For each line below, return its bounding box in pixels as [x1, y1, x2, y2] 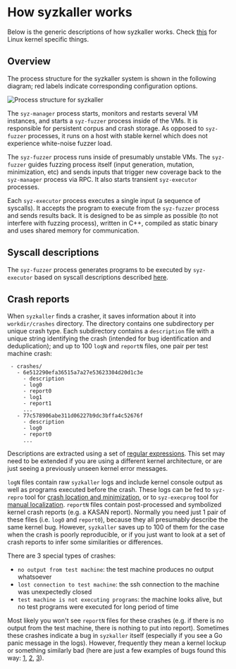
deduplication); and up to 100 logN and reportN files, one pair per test [7, 342, 209, 350]
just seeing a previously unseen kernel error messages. [7, 465, 168, 473]
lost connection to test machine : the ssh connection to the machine [17, 580, 220, 589]
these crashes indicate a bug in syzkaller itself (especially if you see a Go [7, 632, 223, 640]
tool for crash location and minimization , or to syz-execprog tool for [24, 493, 218, 501]
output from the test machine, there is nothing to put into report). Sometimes [7, 624, 230, 632]
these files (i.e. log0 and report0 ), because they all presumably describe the [7, 515, 228, 524]
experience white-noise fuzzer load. [7, 139, 113, 147]
